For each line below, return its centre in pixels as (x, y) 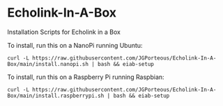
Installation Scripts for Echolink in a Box (64, 32)
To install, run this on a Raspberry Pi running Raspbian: (86, 77)
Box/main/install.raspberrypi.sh (56, 96)
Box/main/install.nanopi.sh (48, 64)
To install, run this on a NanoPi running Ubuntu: (75, 45)
